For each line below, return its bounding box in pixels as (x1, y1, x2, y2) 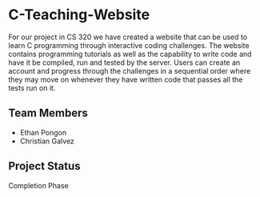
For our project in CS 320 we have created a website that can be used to (8, 32, 248, 42)
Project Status (8, 159, 82, 173)
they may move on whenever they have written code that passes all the (8, 74, 243, 84)
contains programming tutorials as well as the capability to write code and (8, 49, 252, 58)
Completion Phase (8, 180, 70, 190)
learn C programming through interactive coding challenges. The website (8, 40, 250, 50)
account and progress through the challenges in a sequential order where (8, 66, 251, 75)
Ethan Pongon (19, 127, 66, 137)
